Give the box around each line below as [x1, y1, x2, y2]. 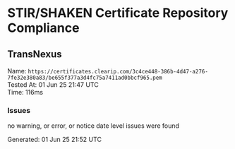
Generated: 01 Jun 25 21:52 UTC [7, 136, 102, 144]
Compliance [7, 20, 80, 36]
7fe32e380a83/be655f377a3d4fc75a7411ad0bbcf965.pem [7, 74, 162, 81]
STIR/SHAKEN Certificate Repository [7, 5, 229, 21]
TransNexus [7, 48, 62, 60]
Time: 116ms [7, 88, 44, 96]
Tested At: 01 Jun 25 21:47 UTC [7, 81, 99, 89]
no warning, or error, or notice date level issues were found [7, 121, 180, 130]
